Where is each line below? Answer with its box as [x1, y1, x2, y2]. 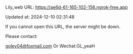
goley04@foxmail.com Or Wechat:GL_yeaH [5, 43, 95, 49]
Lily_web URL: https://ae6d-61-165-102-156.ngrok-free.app [5, 4, 128, 10]
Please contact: [5, 33, 38, 39]
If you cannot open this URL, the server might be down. [5, 23, 120, 29]
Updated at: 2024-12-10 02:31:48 [5, 14, 75, 19]
